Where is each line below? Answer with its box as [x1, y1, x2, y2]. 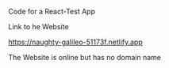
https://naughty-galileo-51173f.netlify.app [8, 37, 143, 47]
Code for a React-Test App [8, 7, 95, 16]
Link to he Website [8, 22, 69, 31]
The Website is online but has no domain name [8, 53, 161, 62]
